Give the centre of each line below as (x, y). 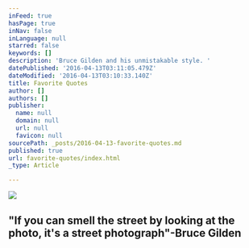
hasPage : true (32, 23)
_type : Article (34, 166)
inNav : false (30, 31)
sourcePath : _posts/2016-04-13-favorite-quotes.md (95, 143)
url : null (32, 128)
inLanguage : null (37, 38)
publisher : (27, 105)
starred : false (34, 46)
